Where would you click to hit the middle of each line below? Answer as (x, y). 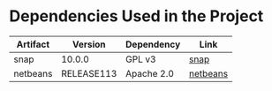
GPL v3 (140, 59)
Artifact (33, 44)
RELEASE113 (89, 73)
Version (89, 44)
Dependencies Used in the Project (136, 16)
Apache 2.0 (150, 73)
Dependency (153, 44)
